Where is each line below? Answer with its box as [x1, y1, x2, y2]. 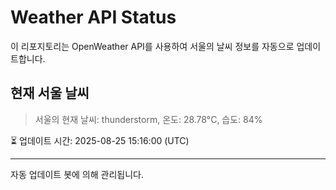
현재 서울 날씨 [10, 85, 90, 102]
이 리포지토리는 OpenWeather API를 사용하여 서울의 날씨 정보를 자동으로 [10, 40, 295, 52]
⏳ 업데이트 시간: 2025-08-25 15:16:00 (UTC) [10, 134, 190, 146]
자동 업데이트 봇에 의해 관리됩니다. [10, 168, 144, 180]
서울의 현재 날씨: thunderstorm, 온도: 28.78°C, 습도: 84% [34, 113, 263, 125]
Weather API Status [10, 6, 177, 29]
